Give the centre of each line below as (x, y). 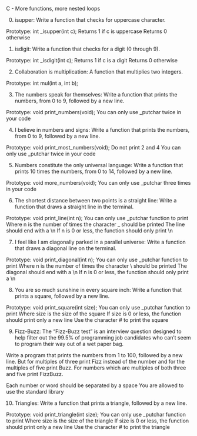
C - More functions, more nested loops (53, 9)
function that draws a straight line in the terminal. (74, 207)
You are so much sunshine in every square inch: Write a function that (98, 290)
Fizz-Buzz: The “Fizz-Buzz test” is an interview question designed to (98, 331)
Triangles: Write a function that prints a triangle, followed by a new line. (101, 403)
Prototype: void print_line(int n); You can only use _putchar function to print (97, 218)
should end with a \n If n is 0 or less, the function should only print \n (90, 231)
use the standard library (35, 392)
